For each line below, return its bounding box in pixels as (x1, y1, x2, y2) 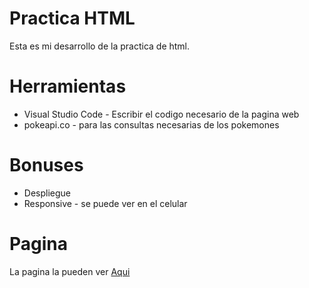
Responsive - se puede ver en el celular (23, 197, 188, 209)
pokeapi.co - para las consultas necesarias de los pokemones (23, 118, 280, 131)
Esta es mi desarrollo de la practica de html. (9, 40, 191, 52)
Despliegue (23, 187, 71, 199)
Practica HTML (9, 7, 136, 30)
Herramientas (9, 75, 127, 98)
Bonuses (9, 154, 84, 177)
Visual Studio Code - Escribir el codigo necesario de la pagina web (23, 108, 300, 120)
